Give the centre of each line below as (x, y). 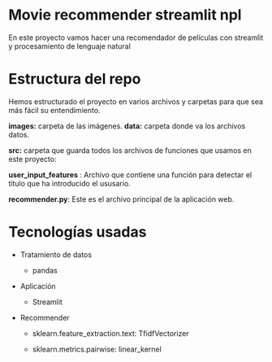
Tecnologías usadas (78, 232)
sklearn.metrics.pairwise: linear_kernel (97, 349)
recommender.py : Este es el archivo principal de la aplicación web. (121, 199)
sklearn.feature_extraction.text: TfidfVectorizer (110, 333)
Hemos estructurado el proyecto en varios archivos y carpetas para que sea (136, 101)
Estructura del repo (75, 79)
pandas (45, 270)
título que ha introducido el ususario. (70, 183)
